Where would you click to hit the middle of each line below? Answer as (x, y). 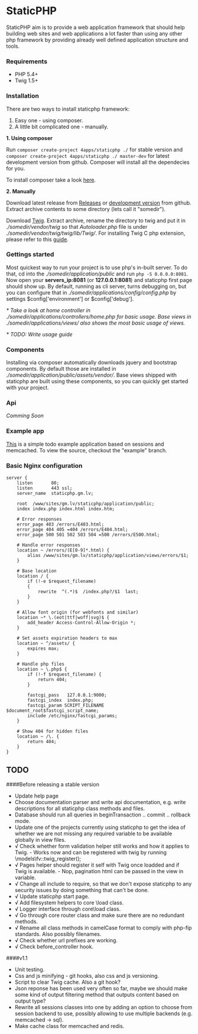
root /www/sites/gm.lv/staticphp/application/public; (86, 504)
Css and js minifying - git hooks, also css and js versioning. (87, 975)
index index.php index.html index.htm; (66, 509)
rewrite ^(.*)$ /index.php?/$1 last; (88, 592)
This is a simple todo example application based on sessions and (85, 444)
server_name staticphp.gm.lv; (55, 494)
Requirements (27, 61)
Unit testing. (30, 969)
